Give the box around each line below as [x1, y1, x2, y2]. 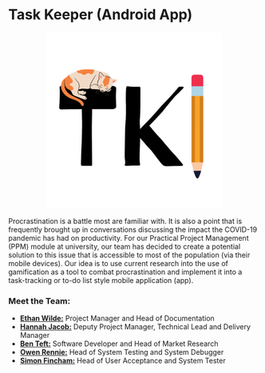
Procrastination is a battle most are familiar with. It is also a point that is [8, 216, 243, 226]
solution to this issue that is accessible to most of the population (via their [8, 249, 251, 260]
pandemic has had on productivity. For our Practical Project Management [8, 233, 249, 242]
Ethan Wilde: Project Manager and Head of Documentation [19, 313, 216, 324]
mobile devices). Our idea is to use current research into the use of [8, 258, 229, 268]
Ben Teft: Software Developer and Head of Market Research [19, 339, 219, 348]
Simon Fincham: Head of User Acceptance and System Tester [19, 356, 226, 366]
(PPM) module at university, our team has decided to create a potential [8, 241, 241, 251]
